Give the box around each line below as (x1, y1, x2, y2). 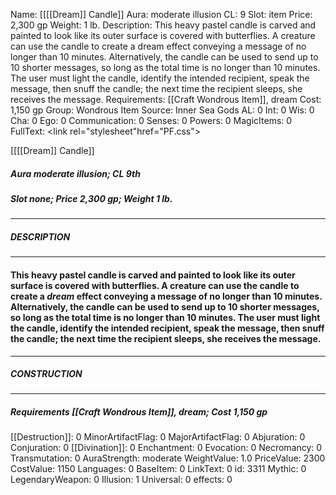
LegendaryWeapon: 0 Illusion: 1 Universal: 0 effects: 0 (10, 474, 233, 486)
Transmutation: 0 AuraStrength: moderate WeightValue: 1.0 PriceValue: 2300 (10, 452, 326, 464)
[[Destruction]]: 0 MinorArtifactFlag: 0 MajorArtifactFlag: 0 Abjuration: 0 (10, 431, 306, 443)
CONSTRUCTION (10, 368, 83, 380)
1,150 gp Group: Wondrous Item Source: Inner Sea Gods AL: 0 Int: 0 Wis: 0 (10, 104, 315, 116)
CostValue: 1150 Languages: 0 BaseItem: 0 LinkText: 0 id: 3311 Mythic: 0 (10, 463, 307, 475)
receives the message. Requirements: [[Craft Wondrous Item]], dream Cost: (10, 94, 322, 105)
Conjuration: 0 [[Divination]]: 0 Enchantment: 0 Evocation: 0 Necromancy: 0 (10, 442, 323, 454)
